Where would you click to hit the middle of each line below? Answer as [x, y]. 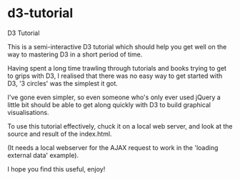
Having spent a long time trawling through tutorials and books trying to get [117, 68]
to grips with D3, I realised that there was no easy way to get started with [115, 76]
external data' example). [43, 155]
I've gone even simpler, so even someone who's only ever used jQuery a [114, 97]
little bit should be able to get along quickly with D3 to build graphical [109, 104]
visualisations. [28, 112]
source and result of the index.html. [60, 134]
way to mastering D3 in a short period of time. [75, 54]
